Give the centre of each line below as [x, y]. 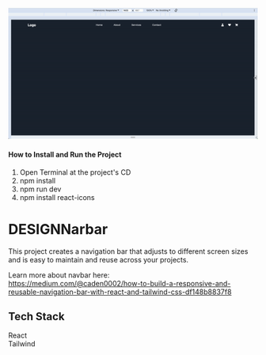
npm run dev [40, 189]
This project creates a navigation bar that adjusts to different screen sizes [128, 251]
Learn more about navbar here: [59, 275]
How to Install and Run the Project [65, 155]
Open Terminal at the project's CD [75, 172]
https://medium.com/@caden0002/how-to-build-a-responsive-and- [120, 283]
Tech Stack [36, 316]
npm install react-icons [57, 197]
